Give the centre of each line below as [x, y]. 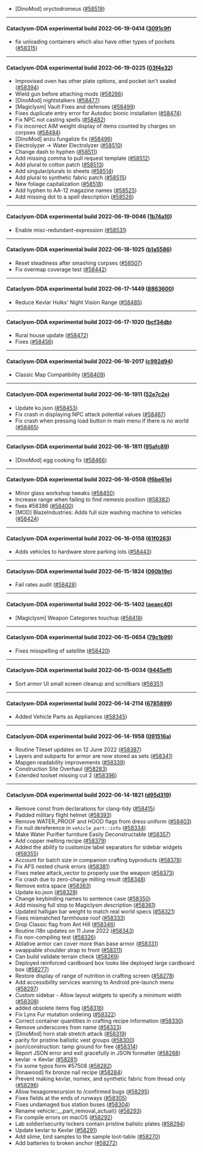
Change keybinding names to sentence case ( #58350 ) [83, 898]
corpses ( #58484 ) [38, 133]
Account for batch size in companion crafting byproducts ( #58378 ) [98, 860]
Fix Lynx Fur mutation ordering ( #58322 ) [66, 1014]
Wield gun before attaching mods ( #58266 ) [69, 94]
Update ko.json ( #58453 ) [47, 407]
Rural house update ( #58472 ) [52, 335]
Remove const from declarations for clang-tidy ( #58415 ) [85, 808]
